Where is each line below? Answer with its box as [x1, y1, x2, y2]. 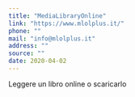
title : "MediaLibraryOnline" [8, 11, 107, 20]
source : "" [8, 49, 45, 57]
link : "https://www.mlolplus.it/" [8, 19, 125, 27]
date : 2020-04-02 [8, 57, 67, 65]
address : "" [8, 42, 49, 50]
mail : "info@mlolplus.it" [8, 34, 95, 43]
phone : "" [8, 27, 42, 35]
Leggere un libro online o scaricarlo [8, 78, 127, 89]
